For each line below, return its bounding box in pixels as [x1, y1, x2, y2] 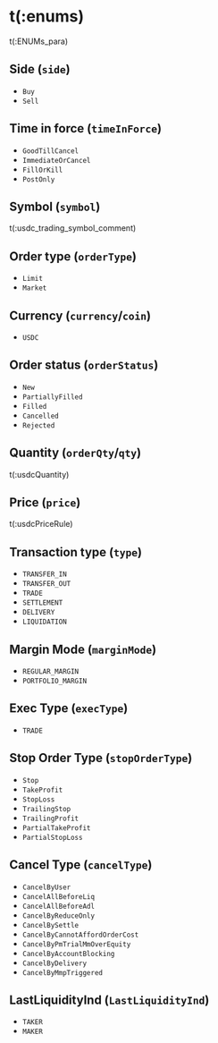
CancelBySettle [21, 920, 80, 929]
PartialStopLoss [21, 833, 83, 842]
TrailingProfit [21, 814, 80, 823]
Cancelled [21, 411, 60, 420]
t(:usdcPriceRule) [9, 519, 73, 530]
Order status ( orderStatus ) [9, 358, 159, 373]
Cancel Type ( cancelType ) [9, 857, 153, 873]
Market [21, 284, 47, 293]
